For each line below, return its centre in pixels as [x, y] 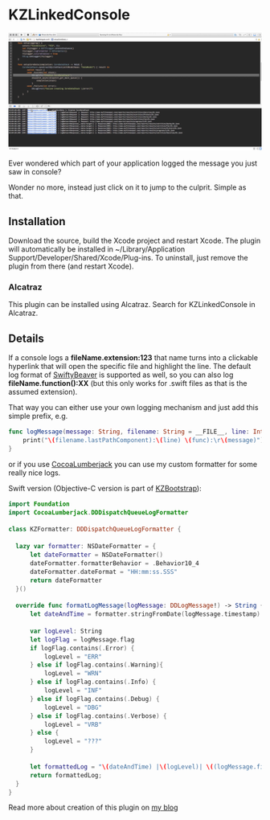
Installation [37, 221]
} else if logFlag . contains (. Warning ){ [96, 665]
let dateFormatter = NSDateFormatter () [96, 555]
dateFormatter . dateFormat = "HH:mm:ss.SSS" [104, 572]
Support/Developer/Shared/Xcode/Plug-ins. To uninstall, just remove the [128, 258]
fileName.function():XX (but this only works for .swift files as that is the [128, 383]
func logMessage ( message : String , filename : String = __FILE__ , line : [129, 432]
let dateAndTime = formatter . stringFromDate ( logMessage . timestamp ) [145, 614]
